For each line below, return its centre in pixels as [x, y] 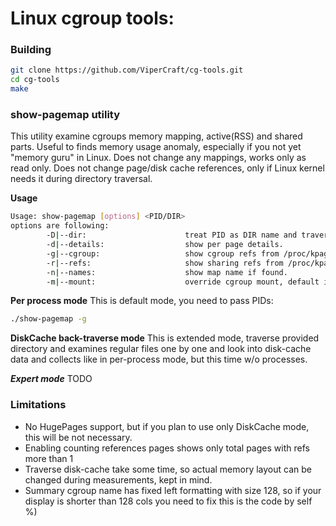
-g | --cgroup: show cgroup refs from [163, 253]
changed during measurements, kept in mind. [118, 479]
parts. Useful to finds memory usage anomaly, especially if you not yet [156, 147]
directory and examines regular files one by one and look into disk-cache [161, 349]
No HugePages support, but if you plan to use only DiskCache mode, [167, 426]
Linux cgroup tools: [92, 18]
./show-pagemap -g [48, 319]
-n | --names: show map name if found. [167, 272]
